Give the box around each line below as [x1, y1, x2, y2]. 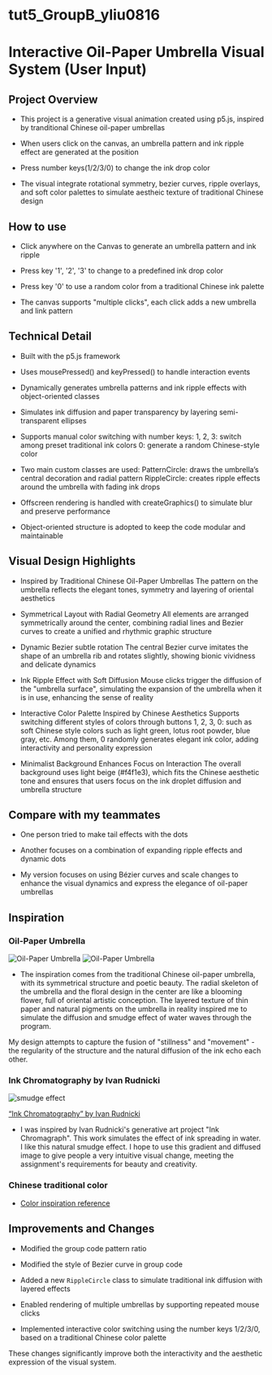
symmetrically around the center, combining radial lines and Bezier [19, 617, 244, 628]
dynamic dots [19, 854, 67, 864]
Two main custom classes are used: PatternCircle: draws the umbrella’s [19, 464, 259, 474]
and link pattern [19, 306, 73, 315]
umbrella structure [19, 784, 83, 795]
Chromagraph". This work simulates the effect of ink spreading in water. [19, 1133, 261, 1143]
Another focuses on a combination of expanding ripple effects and [19, 845, 243, 856]
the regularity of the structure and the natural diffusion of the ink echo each [8, 1046, 261, 1056]
